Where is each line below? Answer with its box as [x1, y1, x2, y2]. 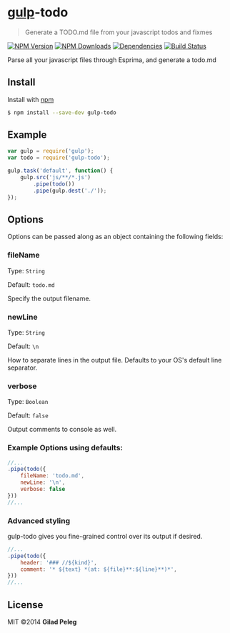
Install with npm [7, 95, 54, 103]
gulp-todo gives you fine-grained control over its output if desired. [7, 532, 203, 540]
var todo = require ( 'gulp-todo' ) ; [7, 154, 111, 161]
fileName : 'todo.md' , [20, 472, 84, 480]
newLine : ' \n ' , [20, 479, 66, 486]
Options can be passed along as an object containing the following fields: [7, 233, 224, 241]
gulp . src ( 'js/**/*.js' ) [20, 174, 91, 181]
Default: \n [7, 342, 39, 350]
